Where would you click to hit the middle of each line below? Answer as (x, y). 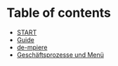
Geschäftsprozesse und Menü (60, 55)
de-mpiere (32, 47)
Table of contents (59, 13)
